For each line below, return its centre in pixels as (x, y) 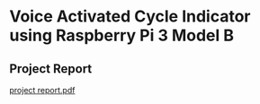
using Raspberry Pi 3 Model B (121, 35)
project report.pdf (42, 90)
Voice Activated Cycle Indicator (130, 17)
